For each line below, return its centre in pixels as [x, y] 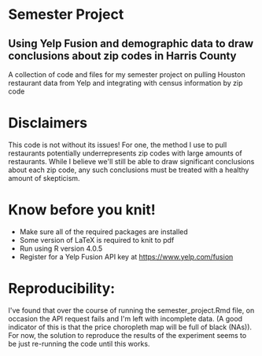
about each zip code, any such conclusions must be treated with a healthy [129, 170]
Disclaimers [48, 123]
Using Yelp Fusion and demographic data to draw [131, 44]
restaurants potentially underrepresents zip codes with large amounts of [125, 153]
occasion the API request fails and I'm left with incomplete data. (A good [125, 318]
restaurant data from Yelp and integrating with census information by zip [125, 83]
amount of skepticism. [44, 178]
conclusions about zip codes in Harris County [123, 55]
